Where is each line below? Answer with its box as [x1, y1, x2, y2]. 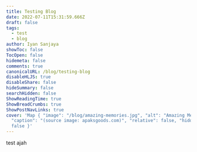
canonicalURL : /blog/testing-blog [6, 69, 91, 75]
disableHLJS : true [6, 74, 51, 80]
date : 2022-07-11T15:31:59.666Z [6, 14, 85, 20]
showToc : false [6, 47, 43, 53]
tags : [6, 25, 19, 31]
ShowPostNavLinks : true [6, 107, 64, 113]
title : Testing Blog [6, 8, 57, 15]
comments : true [6, 63, 43, 69]
